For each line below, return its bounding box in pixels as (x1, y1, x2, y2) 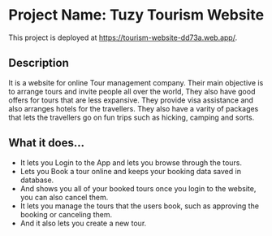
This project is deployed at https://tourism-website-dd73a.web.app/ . (8, 33, 238, 42)
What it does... (8, 136, 85, 150)
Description (8, 56, 69, 70)
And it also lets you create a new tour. (19, 218, 147, 228)
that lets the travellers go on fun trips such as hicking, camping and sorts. (8, 112, 255, 122)
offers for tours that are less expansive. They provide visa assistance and (8, 95, 254, 105)
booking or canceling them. (19, 209, 112, 219)
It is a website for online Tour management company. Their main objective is (8, 77, 264, 87)
